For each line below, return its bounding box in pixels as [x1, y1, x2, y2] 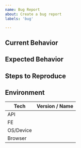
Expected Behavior [5, 55, 64, 63]
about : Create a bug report [5, 12, 62, 17]
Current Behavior [5, 39, 58, 47]
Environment [5, 88, 45, 97]
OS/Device [7, 127, 32, 134]
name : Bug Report [5, 7, 40, 12]
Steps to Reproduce [5, 72, 66, 80]
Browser [7, 135, 27, 142]
